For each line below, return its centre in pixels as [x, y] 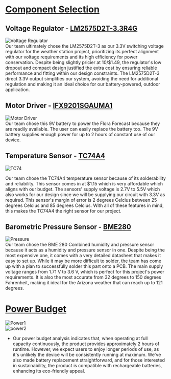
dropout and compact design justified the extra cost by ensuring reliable [81, 68]
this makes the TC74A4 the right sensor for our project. [63, 210]
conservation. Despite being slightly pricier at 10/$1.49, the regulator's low [83, 62]
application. [18, 90]
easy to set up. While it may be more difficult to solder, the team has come [83, 261]
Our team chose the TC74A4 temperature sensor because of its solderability [86, 178]
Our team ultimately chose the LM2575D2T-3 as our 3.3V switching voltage [85, 46]
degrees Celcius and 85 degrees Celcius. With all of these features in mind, [85, 205]
